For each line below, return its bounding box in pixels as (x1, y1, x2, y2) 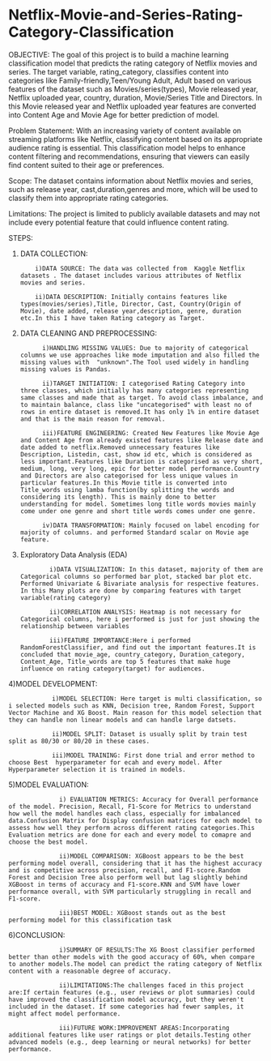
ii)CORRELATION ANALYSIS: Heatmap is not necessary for (49, 608, 242, 616)
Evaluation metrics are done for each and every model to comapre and (8, 831, 252, 839)
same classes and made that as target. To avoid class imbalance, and (19, 393, 264, 402)
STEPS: (8, 233, 34, 242)
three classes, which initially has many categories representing (19, 387, 249, 395)
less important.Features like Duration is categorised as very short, (19, 457, 264, 465)
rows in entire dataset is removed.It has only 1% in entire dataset (19, 408, 260, 416)
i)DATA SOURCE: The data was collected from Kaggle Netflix (35, 264, 245, 272)
